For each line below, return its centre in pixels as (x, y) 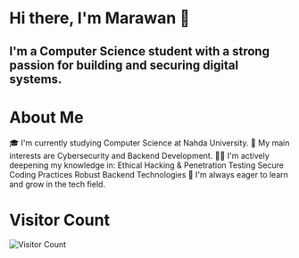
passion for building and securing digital (124, 65)
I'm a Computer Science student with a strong (140, 51)
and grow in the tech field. (57, 184)
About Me (46, 117)
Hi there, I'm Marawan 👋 (100, 18)
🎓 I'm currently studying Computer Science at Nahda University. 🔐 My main (149, 143)
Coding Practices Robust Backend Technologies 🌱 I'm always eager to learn (149, 174)
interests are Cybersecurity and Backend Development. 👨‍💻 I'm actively (139, 155)
